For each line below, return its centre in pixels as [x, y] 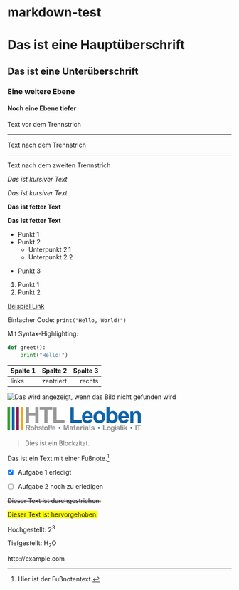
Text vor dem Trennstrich [44, 124]
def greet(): [27, 347]
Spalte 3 [86, 371]
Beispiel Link [26, 306]
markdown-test [54, 12]
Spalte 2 [54, 371]
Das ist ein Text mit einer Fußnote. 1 [58, 457]
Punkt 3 [29, 271]
